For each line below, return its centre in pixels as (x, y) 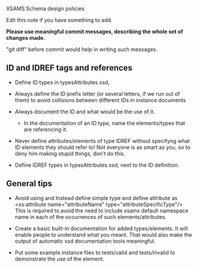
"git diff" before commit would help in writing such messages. (82, 49)
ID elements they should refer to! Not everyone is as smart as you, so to (103, 147)
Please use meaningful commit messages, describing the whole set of (95, 31)
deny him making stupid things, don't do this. (70, 153)
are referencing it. (45, 129)
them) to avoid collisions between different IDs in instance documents (100, 100)
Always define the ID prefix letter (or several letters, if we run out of (97, 94)
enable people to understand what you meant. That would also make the (103, 234)
